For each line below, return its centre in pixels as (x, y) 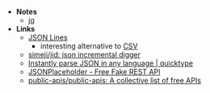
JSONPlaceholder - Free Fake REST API (94, 72)
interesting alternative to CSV (89, 46)
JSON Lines (48, 37)
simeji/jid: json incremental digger (84, 55)
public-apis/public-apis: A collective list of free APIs (115, 80)
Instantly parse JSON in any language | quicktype (111, 63)
